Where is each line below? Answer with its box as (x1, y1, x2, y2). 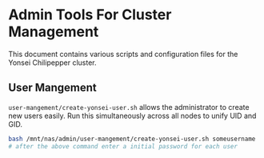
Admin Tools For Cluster (8, 6, 172, 24)
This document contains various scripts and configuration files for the (8, 49, 238, 59)
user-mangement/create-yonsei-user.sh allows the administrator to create (8, 102, 250, 111)
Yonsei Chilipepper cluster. (8, 58, 97, 67)
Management (8, 22, 99, 41)
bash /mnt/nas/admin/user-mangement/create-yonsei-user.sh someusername (8, 135, 256, 143)
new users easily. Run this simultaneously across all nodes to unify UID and (8, 111, 257, 120)
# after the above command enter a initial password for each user (8, 142, 238, 150)
